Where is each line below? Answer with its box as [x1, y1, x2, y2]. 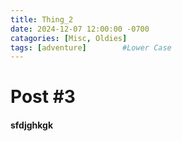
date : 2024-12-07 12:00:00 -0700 [10, 24, 150, 34]
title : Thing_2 [10, 14, 74, 25]
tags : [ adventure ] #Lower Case [10, 42, 172, 53]
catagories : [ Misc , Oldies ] [10, 33, 128, 43]
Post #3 [10, 86, 76, 108]
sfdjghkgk [10, 119, 54, 131]
